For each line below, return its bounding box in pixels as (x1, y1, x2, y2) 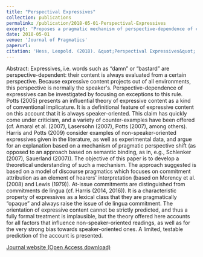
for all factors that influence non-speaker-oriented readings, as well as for (6, 219, 190, 226)
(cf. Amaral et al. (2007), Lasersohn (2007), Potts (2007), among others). (6, 122, 187, 130)
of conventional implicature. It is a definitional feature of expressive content (6, 103, 195, 111)
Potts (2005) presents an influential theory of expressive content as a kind (6, 97, 192, 104)
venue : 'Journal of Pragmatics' (6, 37, 88, 43)
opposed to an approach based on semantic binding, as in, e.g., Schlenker (6, 148, 192, 155)
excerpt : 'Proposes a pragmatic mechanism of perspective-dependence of (6, 25, 193, 32)
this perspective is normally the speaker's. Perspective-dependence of (6, 84, 183, 91)
